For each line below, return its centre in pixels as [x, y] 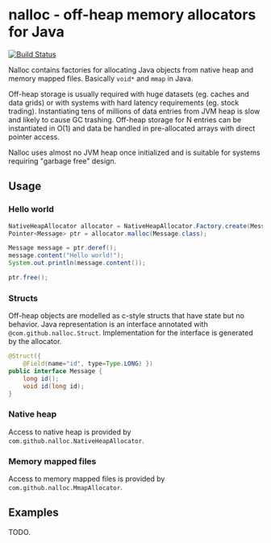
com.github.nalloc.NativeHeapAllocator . [76, 440]
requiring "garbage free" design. [63, 161]
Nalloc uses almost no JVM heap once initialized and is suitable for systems [134, 152]
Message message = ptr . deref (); [63, 248]
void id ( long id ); [54, 386]
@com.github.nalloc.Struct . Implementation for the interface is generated [131, 333]
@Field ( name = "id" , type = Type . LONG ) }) [88, 364]
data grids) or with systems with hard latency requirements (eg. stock [124, 102]
